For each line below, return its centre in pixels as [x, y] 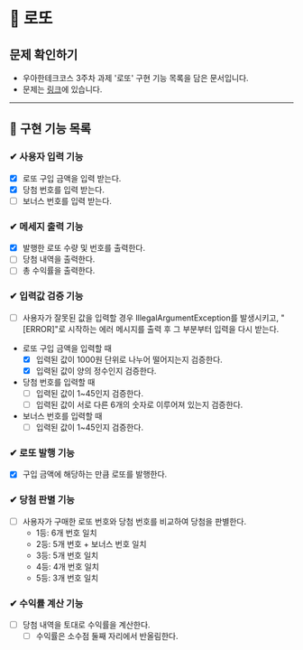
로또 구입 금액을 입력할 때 [67, 348]
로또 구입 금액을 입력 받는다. [72, 178]
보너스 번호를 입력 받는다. [67, 200]
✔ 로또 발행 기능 [42, 452]
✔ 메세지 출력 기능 [46, 227]
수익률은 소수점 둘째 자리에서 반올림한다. [107, 636]
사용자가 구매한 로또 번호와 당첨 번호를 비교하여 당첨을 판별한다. [134, 521]
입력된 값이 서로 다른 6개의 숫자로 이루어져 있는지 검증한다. [139, 404]
